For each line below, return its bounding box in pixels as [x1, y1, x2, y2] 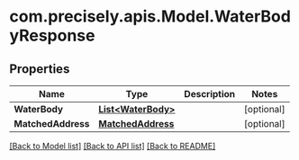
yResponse [9, 25, 95, 46]
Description [184, 88, 236, 100]
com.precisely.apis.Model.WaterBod [9, 6, 291, 27]
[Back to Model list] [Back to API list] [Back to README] [9, 141, 216, 151]
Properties [9, 61, 70, 76]
